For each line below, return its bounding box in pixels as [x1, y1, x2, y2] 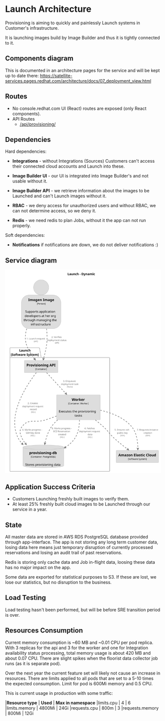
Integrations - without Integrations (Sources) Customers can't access [12, 158, 155, 164]
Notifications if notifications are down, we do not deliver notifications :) [12, 242, 159, 248]
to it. [5, 40, 14, 45]
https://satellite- [40, 73, 73, 79]
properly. [12, 223, 31, 228]
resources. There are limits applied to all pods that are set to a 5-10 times [5, 675, 154, 681]
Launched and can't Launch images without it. [12, 193, 107, 199]
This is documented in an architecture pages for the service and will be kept [5, 67, 160, 73]
